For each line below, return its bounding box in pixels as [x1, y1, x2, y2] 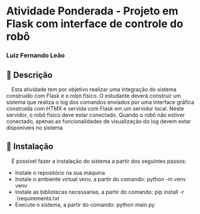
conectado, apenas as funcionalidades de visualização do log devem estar [6, 117, 191, 124]
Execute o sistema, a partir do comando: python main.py [14, 201, 155, 208]
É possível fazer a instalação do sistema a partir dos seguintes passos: [11, 157, 187, 165]
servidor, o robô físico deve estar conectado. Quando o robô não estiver [6, 111, 185, 118]
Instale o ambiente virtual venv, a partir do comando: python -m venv [14, 176, 186, 183]
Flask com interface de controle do [6, 17, 183, 31]
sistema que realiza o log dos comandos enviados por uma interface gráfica [6, 98, 195, 106]
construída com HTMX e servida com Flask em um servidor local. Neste [6, 105, 184, 112]
